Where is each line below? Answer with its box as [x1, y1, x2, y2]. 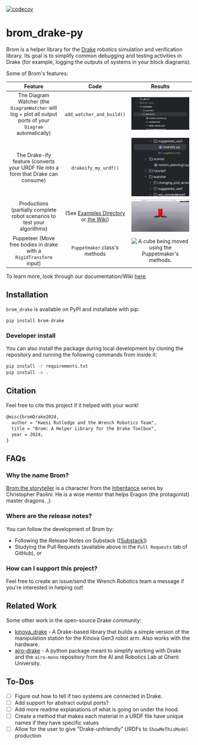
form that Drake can [9, 170, 58, 177]
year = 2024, [11, 432, 44, 438]
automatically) [16, 129, 51, 136]
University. [14, 659, 41, 666]
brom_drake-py [6, 27, 84, 40]
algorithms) [19, 225, 48, 232]
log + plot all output [10, 110, 58, 118]
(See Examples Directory [64, 209, 126, 216]
